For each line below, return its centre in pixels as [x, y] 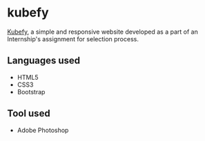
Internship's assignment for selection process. [73, 39]
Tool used [29, 114]
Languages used [44, 61]
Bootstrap [31, 91]
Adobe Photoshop [43, 130]
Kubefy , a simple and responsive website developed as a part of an [102, 32]
